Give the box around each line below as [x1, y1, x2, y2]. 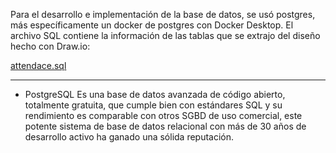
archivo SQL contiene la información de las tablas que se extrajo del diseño [10, 30, 321, 41]
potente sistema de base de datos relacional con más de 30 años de [24, 120, 307, 132]
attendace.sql [10, 60, 67, 71]
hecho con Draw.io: [10, 40, 91, 52]
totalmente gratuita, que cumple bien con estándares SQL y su [24, 99, 283, 111]
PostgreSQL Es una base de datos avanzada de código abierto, [24, 89, 286, 100]
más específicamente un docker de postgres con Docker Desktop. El [10, 19, 294, 31]
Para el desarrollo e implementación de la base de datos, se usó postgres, [10, 9, 316, 20]
